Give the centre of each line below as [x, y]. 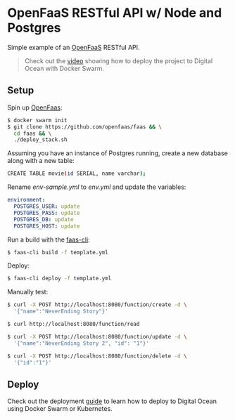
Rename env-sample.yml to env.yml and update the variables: [97, 187]
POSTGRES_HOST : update [47, 226]
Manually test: [28, 292]
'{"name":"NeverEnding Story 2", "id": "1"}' [82, 343]
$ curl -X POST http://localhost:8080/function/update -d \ [97, 336]
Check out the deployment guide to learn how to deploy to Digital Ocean [112, 401]
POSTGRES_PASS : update [47, 213]
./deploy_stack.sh [41, 140]
